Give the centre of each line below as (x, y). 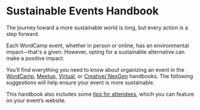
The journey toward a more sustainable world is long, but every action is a (97, 27)
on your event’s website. (36, 100)
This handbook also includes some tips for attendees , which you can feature (100, 94)
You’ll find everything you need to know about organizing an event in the (96, 69)
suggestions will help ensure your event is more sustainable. (81, 82)
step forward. (23, 33)
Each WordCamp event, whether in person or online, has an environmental (98, 45)
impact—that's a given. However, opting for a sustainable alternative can (96, 51)
